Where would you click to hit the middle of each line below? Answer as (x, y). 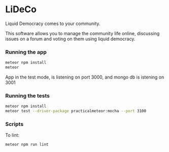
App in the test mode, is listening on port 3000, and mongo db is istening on (85, 77)
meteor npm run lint (27, 145)
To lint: (12, 135)
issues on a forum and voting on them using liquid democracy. (70, 39)
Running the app (26, 52)
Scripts (14, 124)
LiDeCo (21, 9)
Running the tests (27, 95)
